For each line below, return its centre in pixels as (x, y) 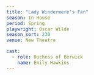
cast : (13, 52)
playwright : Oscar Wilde (38, 29)
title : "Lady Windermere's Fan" (47, 12)
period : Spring (26, 23)
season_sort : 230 (28, 35)
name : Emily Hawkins (43, 62)
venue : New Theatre (31, 40)
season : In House (28, 18)
